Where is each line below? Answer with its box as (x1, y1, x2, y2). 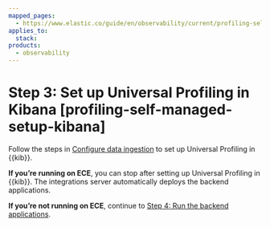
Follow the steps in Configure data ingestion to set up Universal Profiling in (8, 144, 256, 153)
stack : (15, 34, 38, 43)
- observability (15, 49, 70, 57)
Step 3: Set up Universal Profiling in (8, 83, 250, 102)
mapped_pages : (8, 11, 56, 20)
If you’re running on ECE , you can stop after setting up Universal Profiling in (8, 168, 261, 177)
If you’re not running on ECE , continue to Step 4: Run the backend (8, 201, 229, 210)
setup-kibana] (8, 118, 106, 136)
